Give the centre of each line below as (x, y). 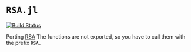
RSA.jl (22, 10)
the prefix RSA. (24, 43)
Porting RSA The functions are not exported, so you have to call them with (96, 36)
